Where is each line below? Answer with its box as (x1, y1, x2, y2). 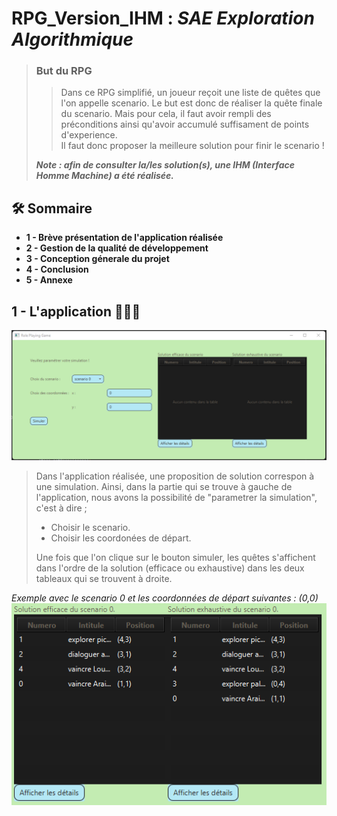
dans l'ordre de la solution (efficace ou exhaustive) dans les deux (35, 562, 305, 574)
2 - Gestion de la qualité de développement (25, 242, 209, 254)
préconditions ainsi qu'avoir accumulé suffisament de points (60, 118, 310, 131)
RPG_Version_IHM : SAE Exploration (11, 7, 315, 30)
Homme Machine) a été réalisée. (35, 170, 174, 182)
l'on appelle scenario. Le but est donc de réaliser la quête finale (60, 97, 323, 109)
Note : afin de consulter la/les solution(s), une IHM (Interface (35, 159, 295, 171)
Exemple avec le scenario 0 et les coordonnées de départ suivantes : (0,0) (11, 592, 319, 604)
